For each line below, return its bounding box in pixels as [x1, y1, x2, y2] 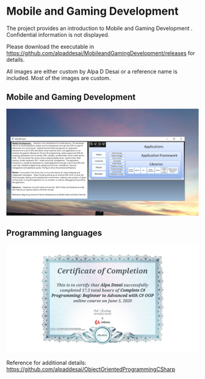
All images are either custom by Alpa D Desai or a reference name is [6, 67, 178, 75]
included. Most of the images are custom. [6, 74, 111, 81]
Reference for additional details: [6, 359, 87, 366]
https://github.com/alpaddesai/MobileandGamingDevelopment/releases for [6, 49, 195, 56]
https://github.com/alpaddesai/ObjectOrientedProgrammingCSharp [6, 366, 176, 373]
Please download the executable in [6, 43, 95, 50]
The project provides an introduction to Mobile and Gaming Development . [6, 24, 193, 32]
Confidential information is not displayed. [6, 31, 110, 38]
